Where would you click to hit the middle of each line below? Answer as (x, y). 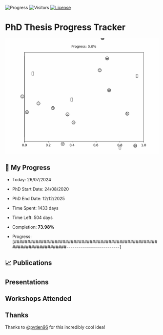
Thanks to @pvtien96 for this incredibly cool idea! (55, 327)
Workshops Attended (38, 299)
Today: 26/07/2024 (31, 179)
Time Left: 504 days (32, 217)
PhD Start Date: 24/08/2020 (41, 189)
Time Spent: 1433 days (35, 208)
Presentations (27, 282)
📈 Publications (29, 263)
